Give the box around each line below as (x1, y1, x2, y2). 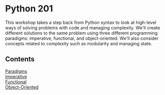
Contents (5, 55, 35, 64)
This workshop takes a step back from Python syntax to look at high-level (5, 19, 157, 25)
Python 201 (5, 3, 53, 14)
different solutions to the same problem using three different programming (5, 30, 158, 36)
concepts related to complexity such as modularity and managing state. (5, 40, 153, 46)
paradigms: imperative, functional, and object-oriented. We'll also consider (5, 35, 159, 41)
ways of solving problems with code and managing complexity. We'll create (5, 24, 161, 30)
